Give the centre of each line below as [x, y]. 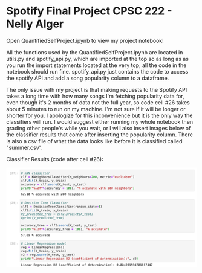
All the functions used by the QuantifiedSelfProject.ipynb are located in [95, 52]
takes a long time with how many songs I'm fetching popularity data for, [95, 96]
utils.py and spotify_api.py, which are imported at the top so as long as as [98, 59]
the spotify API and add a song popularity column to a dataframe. [88, 78]
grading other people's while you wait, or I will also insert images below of [99, 128]
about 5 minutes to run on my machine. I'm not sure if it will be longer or [96, 109]
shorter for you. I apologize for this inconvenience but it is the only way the [99, 115]
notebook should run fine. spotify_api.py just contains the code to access [97, 71]
